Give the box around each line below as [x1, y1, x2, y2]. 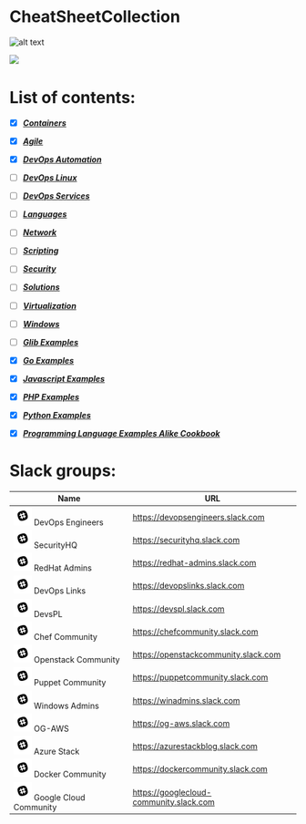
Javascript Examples [22, 373, 106, 384]
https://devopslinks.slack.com [132, 581, 245, 592]
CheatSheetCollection [9, 6, 180, 27]
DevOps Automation [22, 154, 102, 165]
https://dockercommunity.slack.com [132, 764, 269, 775]
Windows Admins [33, 700, 100, 711]
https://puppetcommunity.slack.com [132, 672, 269, 683]
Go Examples [22, 355, 75, 366]
